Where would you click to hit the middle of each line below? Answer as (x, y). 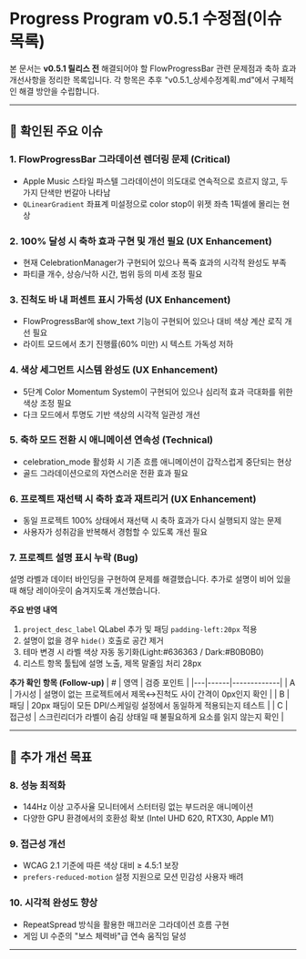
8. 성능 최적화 (38, 785)
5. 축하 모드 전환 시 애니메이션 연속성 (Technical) (112, 440)
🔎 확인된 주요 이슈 (56, 132)
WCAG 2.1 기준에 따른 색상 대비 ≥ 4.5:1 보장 (101, 865)
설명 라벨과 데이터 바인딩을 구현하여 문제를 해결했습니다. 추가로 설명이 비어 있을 (150, 579)
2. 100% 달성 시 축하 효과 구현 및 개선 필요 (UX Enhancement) (141, 240)
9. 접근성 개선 (38, 844)
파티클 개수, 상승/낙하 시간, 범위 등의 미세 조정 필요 (112, 273)
